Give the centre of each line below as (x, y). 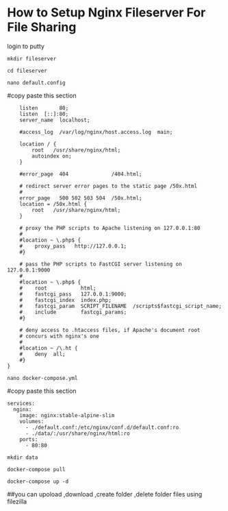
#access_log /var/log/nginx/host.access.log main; (96, 132)
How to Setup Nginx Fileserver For (106, 13)
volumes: (32, 421)
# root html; (58, 288)
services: (21, 403)
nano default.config (37, 83)
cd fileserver (27, 71)
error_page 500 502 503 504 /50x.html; (81, 198)
